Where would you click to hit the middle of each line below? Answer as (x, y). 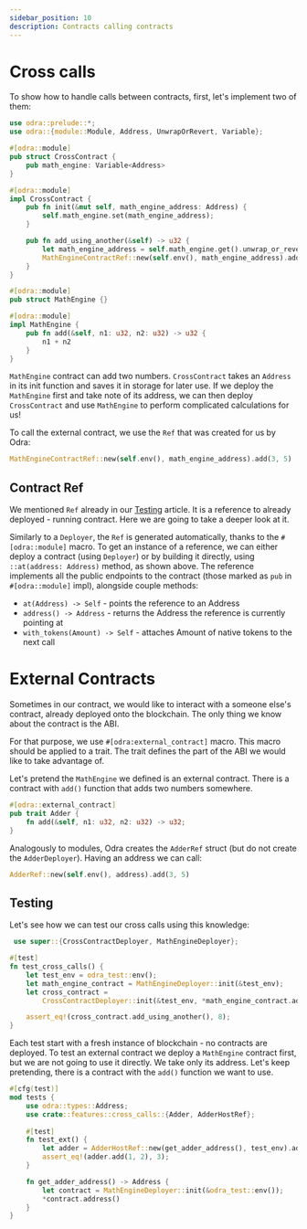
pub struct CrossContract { (63, 157)
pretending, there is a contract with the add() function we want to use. (142, 1072)
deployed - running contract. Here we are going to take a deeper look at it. (149, 519)
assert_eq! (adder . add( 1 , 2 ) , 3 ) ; (106, 1157)
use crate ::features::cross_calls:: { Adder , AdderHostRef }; (141, 1114)
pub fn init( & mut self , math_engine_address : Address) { (137, 207)
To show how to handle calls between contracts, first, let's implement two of (153, 97)
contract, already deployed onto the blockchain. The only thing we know (146, 715)
